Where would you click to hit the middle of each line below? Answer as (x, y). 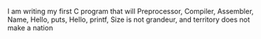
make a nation (30, 28)
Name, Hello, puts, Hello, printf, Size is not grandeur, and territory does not (129, 19)
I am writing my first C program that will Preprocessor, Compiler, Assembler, (130, 11)
